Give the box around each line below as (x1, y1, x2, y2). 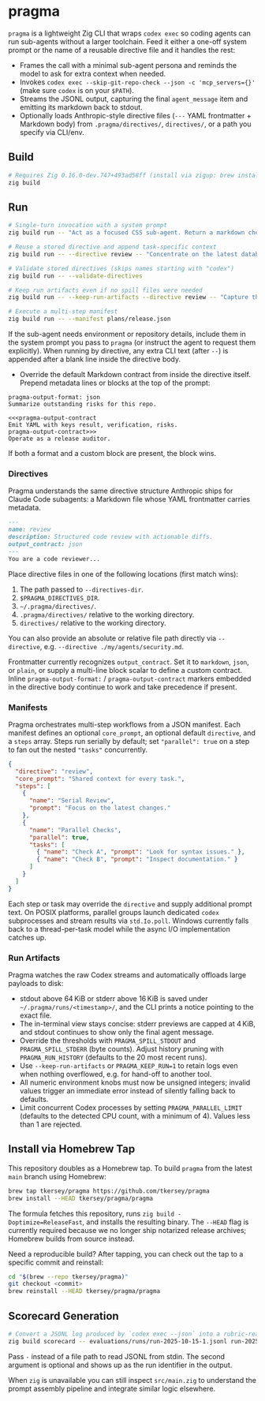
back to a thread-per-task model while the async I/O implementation (8, 924, 230, 933)
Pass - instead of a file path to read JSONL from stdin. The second (8, 1351, 226, 1361)
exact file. (19, 1011, 52, 1020)
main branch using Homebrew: (8, 1171, 106, 1181)
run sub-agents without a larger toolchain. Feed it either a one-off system (8, 36, 247, 46)
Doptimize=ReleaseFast (8, 1218, 83, 1227)
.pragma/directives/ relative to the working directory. (19, 610, 195, 619)
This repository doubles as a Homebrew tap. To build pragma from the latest (8, 1163, 252, 1173)
